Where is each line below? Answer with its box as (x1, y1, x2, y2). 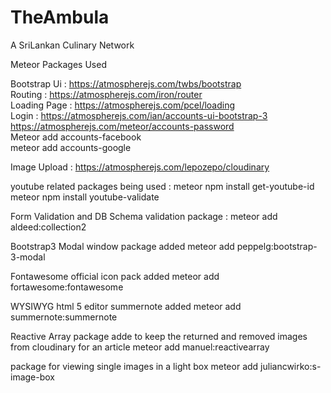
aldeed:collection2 (10, 221, 87, 233)
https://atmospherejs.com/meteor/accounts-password (10, 120, 235, 132)
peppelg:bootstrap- (236, 240, 318, 252)
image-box (10, 371, 55, 383)
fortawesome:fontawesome (10, 281, 124, 293)
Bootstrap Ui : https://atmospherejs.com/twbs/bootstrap (10, 77, 242, 90)
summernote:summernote (10, 311, 118, 323)
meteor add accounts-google (10, 141, 132, 153)
